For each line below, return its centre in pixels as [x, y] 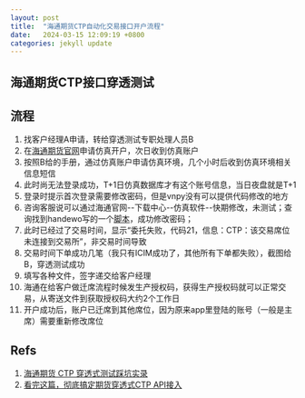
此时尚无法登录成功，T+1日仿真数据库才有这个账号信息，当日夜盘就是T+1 [160, 185]
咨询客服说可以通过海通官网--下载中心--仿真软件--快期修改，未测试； [154, 208]
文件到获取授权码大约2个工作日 [122, 298]
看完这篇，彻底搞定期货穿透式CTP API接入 [103, 385]
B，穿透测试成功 [54, 264]
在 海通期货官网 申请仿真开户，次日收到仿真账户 [111, 151]
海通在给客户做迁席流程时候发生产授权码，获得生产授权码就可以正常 [151, 287]
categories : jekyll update [61, 43]
